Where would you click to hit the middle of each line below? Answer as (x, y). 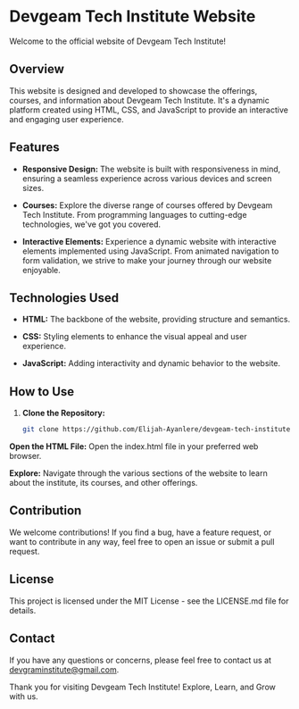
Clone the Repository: (63, 413)
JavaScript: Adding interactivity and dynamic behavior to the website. (151, 363)
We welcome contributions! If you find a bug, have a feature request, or (141, 532)
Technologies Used (64, 298)
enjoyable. (41, 270)
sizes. (33, 188)
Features (34, 148)
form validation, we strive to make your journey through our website (147, 260)
